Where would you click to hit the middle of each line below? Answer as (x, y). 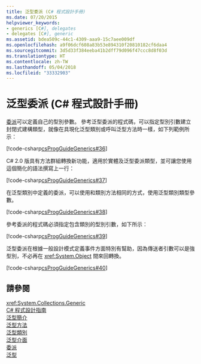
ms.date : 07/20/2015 (32, 17)
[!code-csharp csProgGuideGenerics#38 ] (57, 212)
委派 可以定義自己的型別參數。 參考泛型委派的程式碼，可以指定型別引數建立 (99, 122)
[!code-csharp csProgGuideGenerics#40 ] (57, 268)
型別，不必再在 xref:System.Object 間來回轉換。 (65, 256)
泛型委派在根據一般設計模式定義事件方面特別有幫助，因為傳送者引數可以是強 (100, 249)
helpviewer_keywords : (33, 23)
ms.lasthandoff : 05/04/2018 (41, 67)
